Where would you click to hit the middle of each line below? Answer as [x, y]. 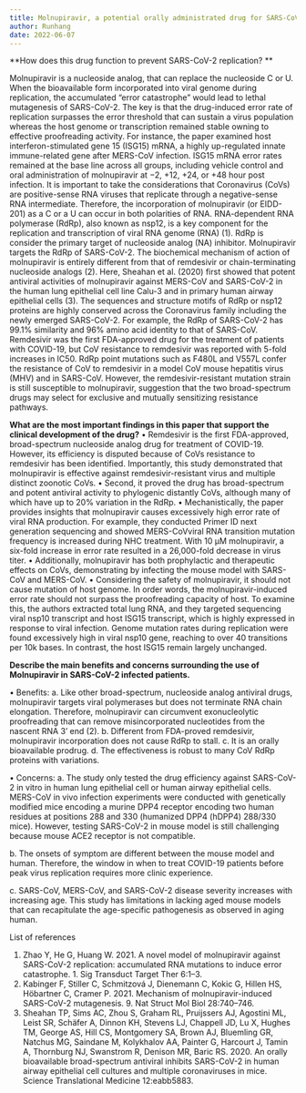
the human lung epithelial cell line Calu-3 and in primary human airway [142, 291]
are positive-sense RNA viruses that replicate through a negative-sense [143, 194]
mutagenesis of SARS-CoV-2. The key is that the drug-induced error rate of [151, 107]
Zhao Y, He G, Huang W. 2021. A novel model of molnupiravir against [151, 955]
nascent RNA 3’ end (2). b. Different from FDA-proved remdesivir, [132, 731]
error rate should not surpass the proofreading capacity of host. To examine [152, 599]
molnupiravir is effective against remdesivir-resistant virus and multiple [143, 474]
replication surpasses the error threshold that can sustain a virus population [152, 117]
